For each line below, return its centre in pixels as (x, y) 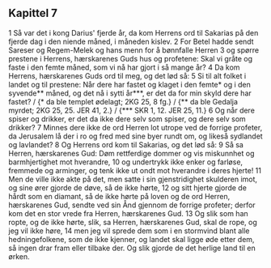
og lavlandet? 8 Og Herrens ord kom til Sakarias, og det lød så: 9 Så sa (126, 144)
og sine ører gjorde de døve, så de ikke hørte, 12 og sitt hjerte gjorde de (127, 187)
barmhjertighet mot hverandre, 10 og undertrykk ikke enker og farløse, (126, 162)
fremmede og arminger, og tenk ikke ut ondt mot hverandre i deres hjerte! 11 (135, 170)
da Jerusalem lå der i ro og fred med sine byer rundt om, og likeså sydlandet (135, 136)
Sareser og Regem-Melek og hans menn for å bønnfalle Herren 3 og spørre (134, 50)
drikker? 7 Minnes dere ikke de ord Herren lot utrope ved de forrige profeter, (135, 127)
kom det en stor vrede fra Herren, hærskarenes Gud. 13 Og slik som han (128, 213)
